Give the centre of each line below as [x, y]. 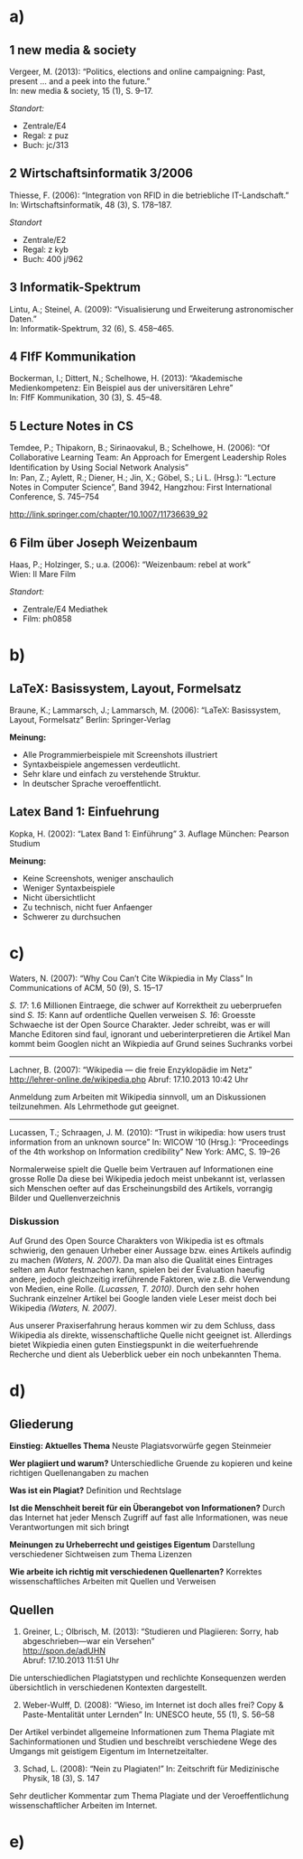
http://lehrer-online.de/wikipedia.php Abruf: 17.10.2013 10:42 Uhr [129, 1079]
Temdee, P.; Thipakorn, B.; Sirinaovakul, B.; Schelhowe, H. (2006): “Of [140, 448]
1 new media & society [73, 50]
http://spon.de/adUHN [64, 1650]
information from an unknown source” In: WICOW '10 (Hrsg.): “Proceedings [149, 1142]
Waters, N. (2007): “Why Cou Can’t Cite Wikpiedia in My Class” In [131, 978]
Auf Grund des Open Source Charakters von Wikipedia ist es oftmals [137, 1241]
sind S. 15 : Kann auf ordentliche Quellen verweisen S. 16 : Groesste [133, 1014]
